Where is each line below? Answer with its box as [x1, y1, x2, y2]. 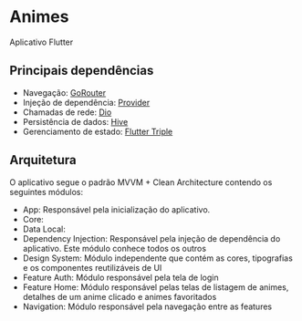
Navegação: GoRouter [22, 87, 107, 98]
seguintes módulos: [9, 186, 84, 197]
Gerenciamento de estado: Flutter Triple [22, 126, 173, 137]
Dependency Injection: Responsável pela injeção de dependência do [22, 233, 281, 243]
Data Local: [22, 223, 66, 234]
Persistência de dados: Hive [22, 116, 129, 127]
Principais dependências [9, 63, 154, 78]
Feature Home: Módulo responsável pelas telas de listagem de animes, [22, 281, 289, 293]
